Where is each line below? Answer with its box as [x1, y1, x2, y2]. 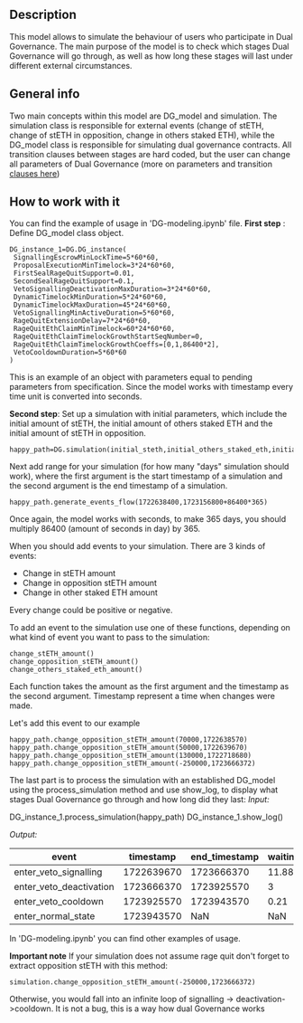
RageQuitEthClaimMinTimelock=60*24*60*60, [13, 325, 176, 334]
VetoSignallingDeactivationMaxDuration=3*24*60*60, [13, 285, 212, 294]
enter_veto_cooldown [14, 895, 105, 908]
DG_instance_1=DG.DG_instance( [9, 245, 127, 254]
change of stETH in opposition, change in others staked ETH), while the [9, 129, 275, 140]
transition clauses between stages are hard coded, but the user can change [9, 148, 291, 159]
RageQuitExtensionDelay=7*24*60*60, [13, 317, 151, 326]
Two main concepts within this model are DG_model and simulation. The [9, 110, 278, 121]
